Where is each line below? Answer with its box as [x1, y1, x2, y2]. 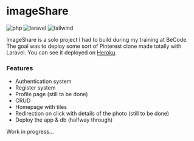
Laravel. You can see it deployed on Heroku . [6, 48, 117, 56]
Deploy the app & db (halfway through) [15, 116, 113, 123]
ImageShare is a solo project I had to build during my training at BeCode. [6, 36, 189, 43]
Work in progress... [6, 128, 54, 136]
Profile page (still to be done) [15, 91, 88, 98]
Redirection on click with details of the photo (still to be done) [15, 110, 169, 117]
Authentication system [15, 77, 72, 85]
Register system [15, 84, 56, 91]
